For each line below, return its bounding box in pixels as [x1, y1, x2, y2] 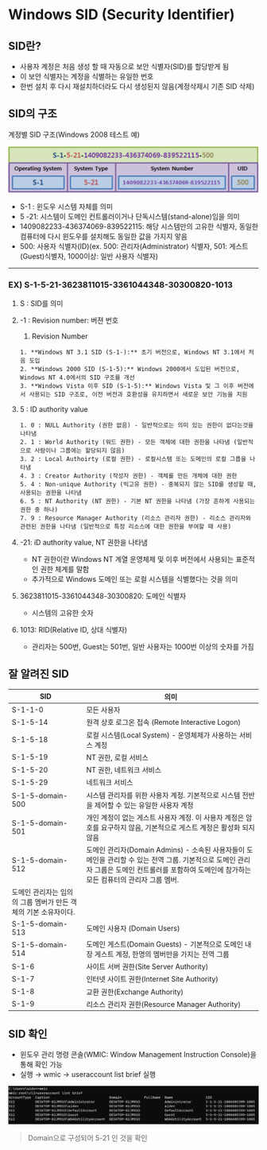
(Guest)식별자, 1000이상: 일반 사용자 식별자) [19, 252, 159, 261]
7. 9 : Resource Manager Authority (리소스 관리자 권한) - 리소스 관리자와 [19, 514, 252, 522]
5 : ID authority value [19, 404, 89, 414]
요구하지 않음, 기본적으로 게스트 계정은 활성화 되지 [100, 823, 256, 832]
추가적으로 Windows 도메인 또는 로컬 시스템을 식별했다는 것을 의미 [31, 574, 238, 583]
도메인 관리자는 [11, 888, 59, 897]
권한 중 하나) [19, 505, 58, 513]
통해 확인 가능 [19, 1059, 63, 1070]
